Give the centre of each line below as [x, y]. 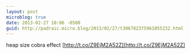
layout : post [22, 12]
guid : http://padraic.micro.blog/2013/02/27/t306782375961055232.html [95, 28]
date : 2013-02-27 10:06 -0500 [43, 23]
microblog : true [26, 17]
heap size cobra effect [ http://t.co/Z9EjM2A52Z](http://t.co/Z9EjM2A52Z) [96, 45]
